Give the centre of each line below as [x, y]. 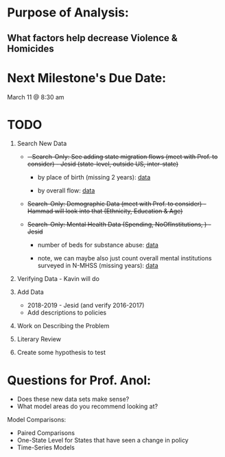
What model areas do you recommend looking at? [87, 406]
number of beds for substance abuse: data [98, 245]
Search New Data [42, 144]
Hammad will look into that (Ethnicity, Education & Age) [105, 211]
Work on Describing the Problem [63, 326]
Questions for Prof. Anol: [79, 380]
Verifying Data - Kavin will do [58, 279]
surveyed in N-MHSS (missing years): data [98, 266]
